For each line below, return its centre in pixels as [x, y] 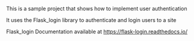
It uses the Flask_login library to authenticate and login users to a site [91, 20]
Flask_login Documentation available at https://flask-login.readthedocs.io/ [97, 31]
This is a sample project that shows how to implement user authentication [97, 9]
